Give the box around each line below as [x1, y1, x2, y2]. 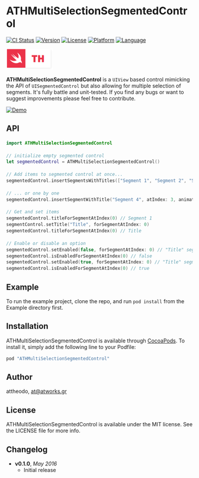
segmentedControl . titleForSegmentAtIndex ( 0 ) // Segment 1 [6, 215, 152, 221]
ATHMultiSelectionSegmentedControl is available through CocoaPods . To [6, 337, 185, 344]
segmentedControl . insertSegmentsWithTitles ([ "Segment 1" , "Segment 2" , [6, 178, 187, 184]
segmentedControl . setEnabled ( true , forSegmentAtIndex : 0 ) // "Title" [6, 259, 182, 265]
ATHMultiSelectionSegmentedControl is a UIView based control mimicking [6, 76, 190, 83]
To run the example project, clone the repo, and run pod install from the [6, 297, 185, 304]
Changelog [6, 444, 48, 454]
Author [6, 372, 33, 382]
